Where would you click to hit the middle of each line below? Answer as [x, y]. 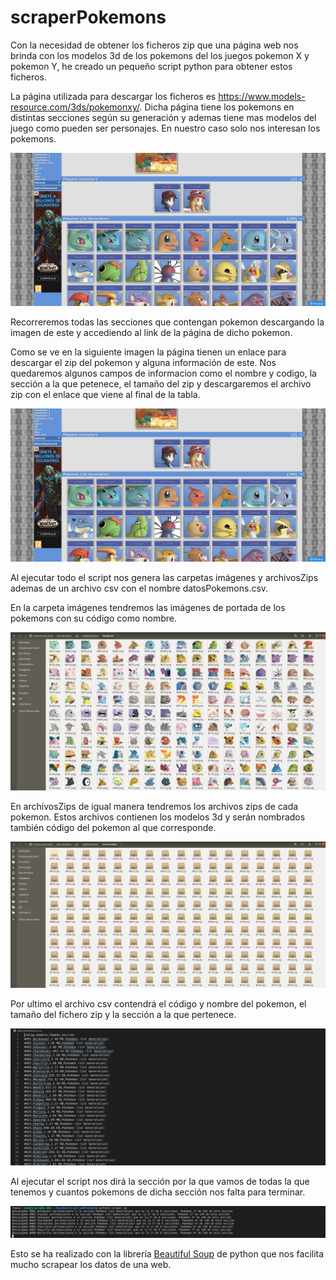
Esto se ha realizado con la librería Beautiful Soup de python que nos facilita [167, 1254]
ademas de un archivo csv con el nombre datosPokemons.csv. [139, 588]
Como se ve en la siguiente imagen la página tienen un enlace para [148, 352]
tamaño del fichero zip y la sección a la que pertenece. [123, 1015]
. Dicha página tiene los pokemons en [217, 107]
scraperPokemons [88, 17]
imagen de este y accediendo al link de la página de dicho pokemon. [151, 333]
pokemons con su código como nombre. [93, 618]
